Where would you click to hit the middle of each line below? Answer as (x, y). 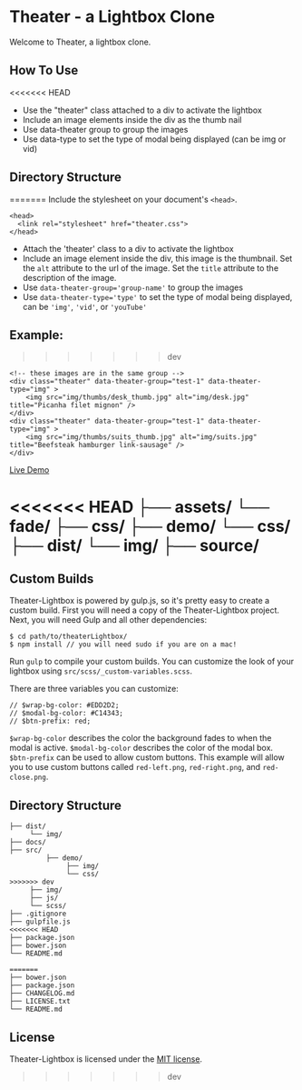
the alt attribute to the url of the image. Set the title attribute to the (151, 268)
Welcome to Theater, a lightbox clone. (80, 42)
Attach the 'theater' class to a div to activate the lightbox (128, 248)
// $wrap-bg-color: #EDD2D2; (64, 705)
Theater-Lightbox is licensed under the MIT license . (106, 1059)
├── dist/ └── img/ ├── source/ (135, 545)
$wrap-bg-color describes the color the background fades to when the (141, 738)
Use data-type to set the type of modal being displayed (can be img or (154, 139)
